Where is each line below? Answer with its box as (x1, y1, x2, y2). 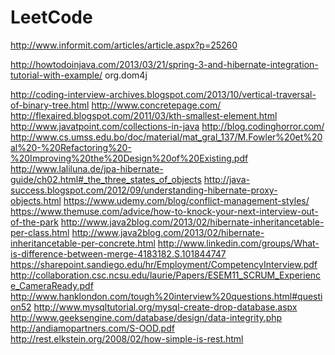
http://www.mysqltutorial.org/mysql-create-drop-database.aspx (33, 301, 298, 313)
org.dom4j (104, 69, 148, 81)
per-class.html (10, 226, 70, 238)
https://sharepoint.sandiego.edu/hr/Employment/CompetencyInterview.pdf (10, 258, 318, 270)
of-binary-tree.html (10, 99, 90, 111)
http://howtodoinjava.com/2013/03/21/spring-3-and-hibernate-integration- (10, 58, 319, 70)
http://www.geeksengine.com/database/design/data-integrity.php (10, 311, 283, 323)
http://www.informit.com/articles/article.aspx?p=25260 (10, 39, 238, 51)
